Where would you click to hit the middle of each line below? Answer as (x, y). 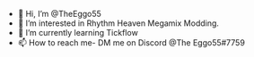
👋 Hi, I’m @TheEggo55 (59, 14)
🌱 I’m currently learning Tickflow (78, 33)
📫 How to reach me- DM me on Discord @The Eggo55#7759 (131, 43)
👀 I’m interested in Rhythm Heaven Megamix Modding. (118, 23)
